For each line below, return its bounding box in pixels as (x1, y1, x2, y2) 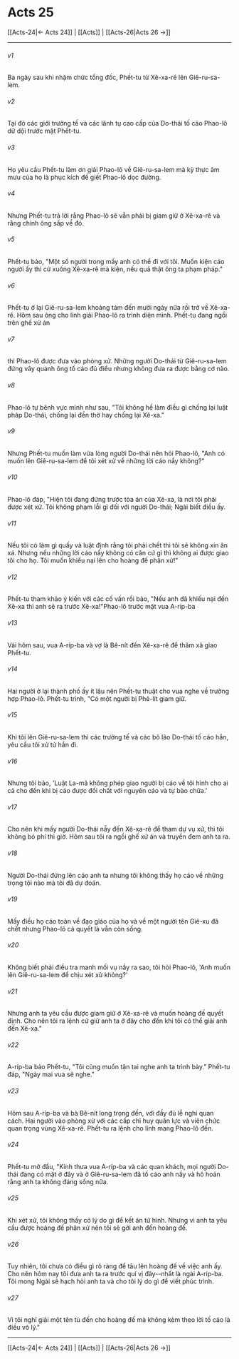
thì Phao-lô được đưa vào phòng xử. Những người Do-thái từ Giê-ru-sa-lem (7, 357, 227, 365)
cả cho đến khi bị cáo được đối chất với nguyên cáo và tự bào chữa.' (7, 787, 208, 795)
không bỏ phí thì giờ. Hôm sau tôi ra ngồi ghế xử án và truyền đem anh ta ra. (7, 832, 230, 841)
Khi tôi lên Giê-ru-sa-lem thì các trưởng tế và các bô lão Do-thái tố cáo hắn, (7, 732, 229, 741)
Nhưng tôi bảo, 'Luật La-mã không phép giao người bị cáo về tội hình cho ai (7, 779, 229, 787)
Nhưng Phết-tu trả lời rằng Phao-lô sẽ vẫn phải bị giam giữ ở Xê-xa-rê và (7, 211, 221, 220)
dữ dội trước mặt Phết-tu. (7, 126, 82, 136)
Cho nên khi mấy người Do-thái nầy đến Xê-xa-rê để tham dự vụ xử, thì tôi (7, 825, 224, 834)
